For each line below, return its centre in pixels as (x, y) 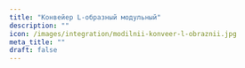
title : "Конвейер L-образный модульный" (86, 17)
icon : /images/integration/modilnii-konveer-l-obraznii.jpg (123, 34)
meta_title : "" (37, 42)
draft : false (33, 50)
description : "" (39, 26)
